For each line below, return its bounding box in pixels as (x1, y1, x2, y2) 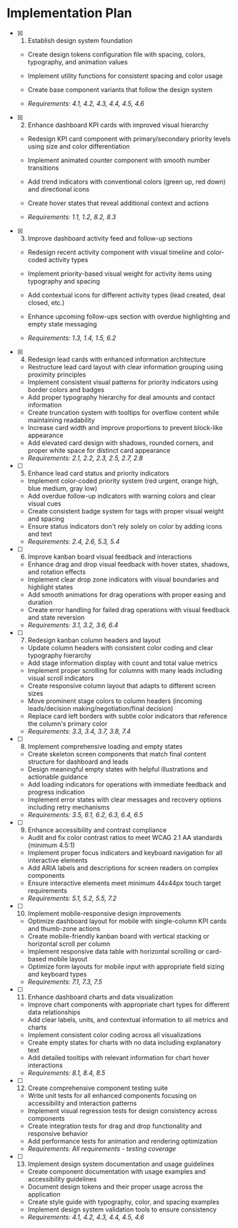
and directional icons (27, 184, 90, 194)
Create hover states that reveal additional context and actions (27, 199, 209, 207)
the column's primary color (27, 719, 108, 728)
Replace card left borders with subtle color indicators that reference (27, 712, 228, 720)
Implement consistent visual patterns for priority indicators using (27, 377, 219, 386)
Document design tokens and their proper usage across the (27, 1182, 204, 1191)
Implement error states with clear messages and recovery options (27, 795, 222, 804)
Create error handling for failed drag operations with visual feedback (27, 605, 230, 614)
